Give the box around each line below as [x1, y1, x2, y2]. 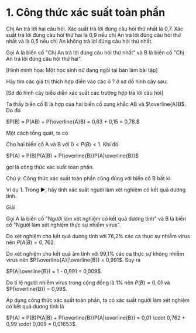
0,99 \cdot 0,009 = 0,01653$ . [6, 320, 77, 327]
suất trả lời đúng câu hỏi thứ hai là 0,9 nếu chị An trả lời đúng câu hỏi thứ [6, 31, 181, 38]
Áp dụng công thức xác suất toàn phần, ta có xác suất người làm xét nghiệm [6, 296, 190, 304]
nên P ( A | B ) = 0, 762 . [6, 239, 56, 246]
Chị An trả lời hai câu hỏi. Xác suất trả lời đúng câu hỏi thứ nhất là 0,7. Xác [6, 25, 183, 32]
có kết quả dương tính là [6, 303, 64, 310]
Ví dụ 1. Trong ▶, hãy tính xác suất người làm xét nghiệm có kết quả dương [6, 186, 186, 193]
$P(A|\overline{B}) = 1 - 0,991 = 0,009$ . [6, 267, 102, 274]
